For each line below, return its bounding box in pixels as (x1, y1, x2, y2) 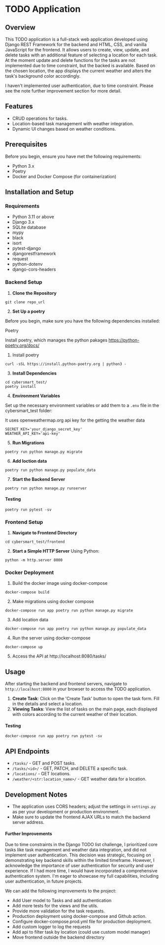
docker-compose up (5, 645, 43, 650)
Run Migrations (12, 439, 45, 446)
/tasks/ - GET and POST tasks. (12, 760, 76, 766)
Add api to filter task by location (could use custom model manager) (12, 929, 151, 935)
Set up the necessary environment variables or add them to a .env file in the (5, 402, 159, 408)
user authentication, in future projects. (5, 878, 83, 884)
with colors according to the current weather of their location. (12, 711, 137, 717)
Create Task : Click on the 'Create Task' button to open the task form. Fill (12, 696, 160, 702)
